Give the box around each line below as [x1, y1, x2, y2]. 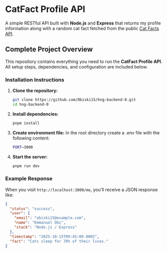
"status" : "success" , [9, 206, 55, 211]
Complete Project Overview [5, 45, 93, 53]
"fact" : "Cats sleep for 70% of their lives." [9, 238, 108, 243]
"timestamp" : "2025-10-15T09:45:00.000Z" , [9, 234, 99, 239]
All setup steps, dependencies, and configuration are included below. [5, 63, 148, 69]
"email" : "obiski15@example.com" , [14, 215, 86, 220]
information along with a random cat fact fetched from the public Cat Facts [5, 25, 159, 31]
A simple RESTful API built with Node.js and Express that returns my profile [5, 20, 161, 26]
